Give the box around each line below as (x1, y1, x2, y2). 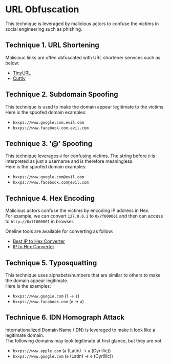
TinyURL (12, 70, 31, 76)
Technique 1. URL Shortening (5, 41, 100, 50)
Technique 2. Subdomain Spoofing (5, 90, 119, 99)
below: (5, 60, 19, 66)
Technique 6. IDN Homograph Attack (5, 313, 124, 322)
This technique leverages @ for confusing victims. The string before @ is (5, 153, 155, 159)
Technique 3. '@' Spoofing (5, 139, 93, 148)
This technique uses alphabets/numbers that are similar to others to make (5, 272, 161, 278)
